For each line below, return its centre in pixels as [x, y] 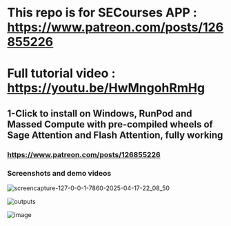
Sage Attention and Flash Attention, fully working [115, 135]
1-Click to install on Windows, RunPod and [100, 113]
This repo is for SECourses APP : [102, 13]
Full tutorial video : [61, 73]
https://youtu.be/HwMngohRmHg [106, 88]
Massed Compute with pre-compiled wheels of [110, 124]
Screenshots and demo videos [59, 173]
